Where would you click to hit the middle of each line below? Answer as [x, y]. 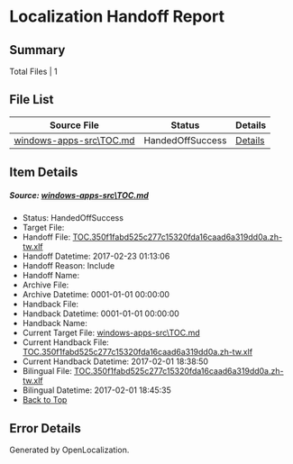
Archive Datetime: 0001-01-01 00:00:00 [96, 295]
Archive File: [46, 285]
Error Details [45, 428]
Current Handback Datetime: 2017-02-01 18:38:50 [115, 361]
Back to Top [45, 400]
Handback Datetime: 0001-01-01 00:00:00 [101, 314]
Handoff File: [46, 237]
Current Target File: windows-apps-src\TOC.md [111, 333]
